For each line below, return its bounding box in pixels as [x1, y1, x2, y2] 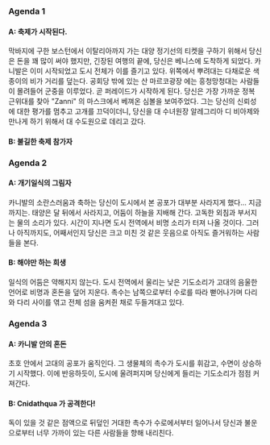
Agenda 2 [8, 157, 48, 168]
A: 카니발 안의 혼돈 [8, 339, 67, 348]
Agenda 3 [8, 318, 48, 329]
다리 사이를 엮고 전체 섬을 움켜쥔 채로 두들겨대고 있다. [16, 297, 185, 307]
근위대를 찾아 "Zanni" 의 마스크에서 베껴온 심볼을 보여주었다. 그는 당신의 [8, 97, 235, 106]
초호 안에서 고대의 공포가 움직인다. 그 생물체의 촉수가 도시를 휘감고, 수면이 [8, 359, 240, 368]
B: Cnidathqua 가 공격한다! [8, 398, 96, 408]
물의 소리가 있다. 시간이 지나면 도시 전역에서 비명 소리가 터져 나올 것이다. [16, 218, 244, 227]
